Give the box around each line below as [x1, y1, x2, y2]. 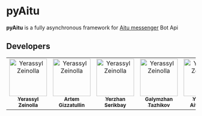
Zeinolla [18, 102, 38, 108]
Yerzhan [105, 96, 126, 102]
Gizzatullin [58, 102, 85, 108]
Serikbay [104, 102, 126, 108]
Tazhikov [147, 102, 170, 108]
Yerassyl [17, 96, 39, 102]
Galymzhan [145, 96, 173, 102]
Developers [6, 41, 50, 51]
